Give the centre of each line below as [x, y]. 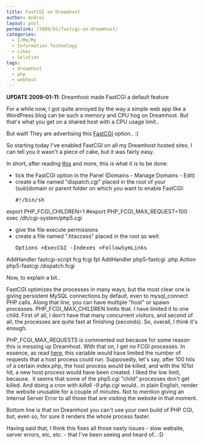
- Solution [26, 57]
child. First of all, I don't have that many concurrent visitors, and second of [100, 315]
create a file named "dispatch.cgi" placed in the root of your [90, 182]
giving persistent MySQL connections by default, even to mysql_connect [97, 296]
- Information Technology [45, 46]
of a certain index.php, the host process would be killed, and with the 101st [100, 366]
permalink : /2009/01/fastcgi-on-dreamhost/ [62, 29]
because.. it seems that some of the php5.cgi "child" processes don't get [98, 379]
